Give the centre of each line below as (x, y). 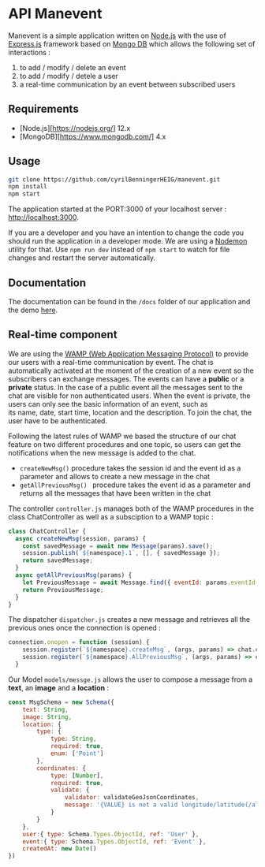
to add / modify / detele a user (69, 76)
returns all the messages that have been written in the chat (115, 493)
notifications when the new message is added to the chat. (102, 452)
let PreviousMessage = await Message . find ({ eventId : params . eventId (139, 582)
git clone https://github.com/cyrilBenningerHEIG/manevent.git (114, 179)
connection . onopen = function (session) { (79, 642)
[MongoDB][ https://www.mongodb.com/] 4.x (93, 136)
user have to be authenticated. (58, 420)
